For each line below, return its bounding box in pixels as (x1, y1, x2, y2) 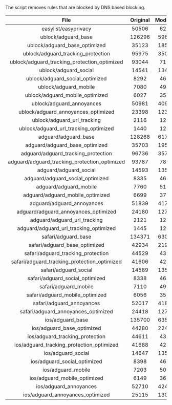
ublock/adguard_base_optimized (27, 42, 106, 49)
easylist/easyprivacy (41, 25, 92, 32)
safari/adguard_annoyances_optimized (19, 308, 114, 315)
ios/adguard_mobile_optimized (29, 375, 103, 381)
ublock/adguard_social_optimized (26, 75, 107, 82)
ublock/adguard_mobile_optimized (25, 92, 109, 99)
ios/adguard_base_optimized (31, 325, 101, 332)
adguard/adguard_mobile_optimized (23, 191, 110, 199)
